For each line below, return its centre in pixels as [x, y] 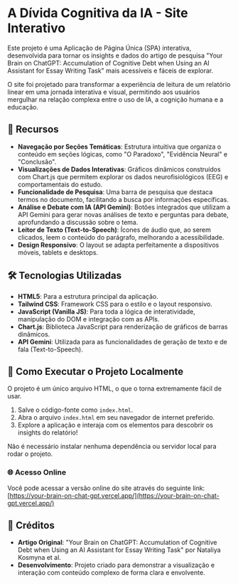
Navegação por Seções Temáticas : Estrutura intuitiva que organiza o [119, 147]
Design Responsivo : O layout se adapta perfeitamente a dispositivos [118, 245]
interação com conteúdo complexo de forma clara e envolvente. [111, 573]
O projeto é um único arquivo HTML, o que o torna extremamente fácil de [115, 388]
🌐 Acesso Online [37, 472]
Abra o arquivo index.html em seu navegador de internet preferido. [116, 418]
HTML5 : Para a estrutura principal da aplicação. [88, 296]
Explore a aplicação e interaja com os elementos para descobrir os [115, 425]
